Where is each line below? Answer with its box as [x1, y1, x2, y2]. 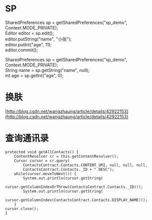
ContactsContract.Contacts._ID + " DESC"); [23, 167, 114, 172]
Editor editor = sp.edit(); [5, 30, 54, 36]
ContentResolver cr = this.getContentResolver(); [14, 154, 119, 159]
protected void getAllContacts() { [5, 149, 79, 155]
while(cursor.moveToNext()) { [14, 171, 77, 176]
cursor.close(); [5, 206, 39, 211]
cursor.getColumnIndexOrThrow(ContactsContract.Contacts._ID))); [5, 184, 143, 190]
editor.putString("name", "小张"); [5, 36, 72, 42]
